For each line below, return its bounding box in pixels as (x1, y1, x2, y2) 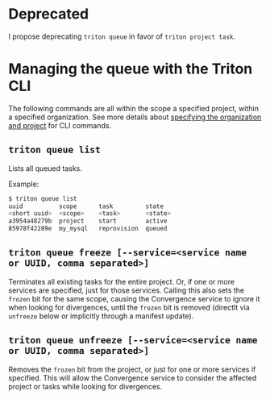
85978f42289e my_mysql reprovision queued (8, 225, 168, 233)
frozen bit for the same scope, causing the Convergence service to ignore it (8, 293, 260, 303)
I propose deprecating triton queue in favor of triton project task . (8, 31, 236, 41)
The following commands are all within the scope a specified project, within (8, 103, 260, 113)
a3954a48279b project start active (8, 217, 168, 226)
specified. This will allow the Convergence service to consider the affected (8, 372, 257, 383)
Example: (8, 179, 39, 189)
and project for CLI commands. (8, 120, 111, 130)
